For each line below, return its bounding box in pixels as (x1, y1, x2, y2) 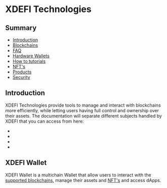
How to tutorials (12, 58, 46, 64)
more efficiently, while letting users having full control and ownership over (5, 107, 159, 114)
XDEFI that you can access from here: (5, 118, 84, 124)
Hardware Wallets (12, 53, 49, 59)
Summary (5, 24, 37, 32)
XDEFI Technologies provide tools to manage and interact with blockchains (5, 102, 161, 108)
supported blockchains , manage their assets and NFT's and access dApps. (5, 177, 161, 183)
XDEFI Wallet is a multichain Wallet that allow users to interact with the (5, 172, 151, 178)
